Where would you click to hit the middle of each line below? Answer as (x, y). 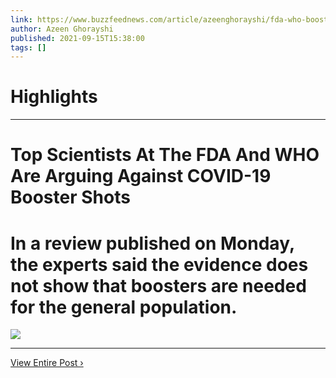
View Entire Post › (47, 363)
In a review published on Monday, (152, 243)
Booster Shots (70, 197)
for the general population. (124, 307)
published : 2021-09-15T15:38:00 (77, 38)
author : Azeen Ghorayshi (62, 29)
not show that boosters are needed (158, 285)
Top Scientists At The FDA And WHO (165, 155)
